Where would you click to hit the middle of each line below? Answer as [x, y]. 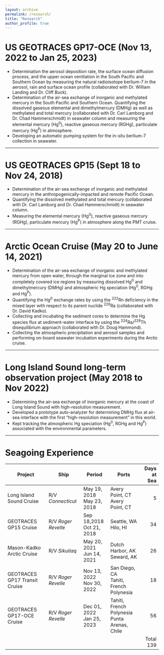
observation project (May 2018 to [74, 377]
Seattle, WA [123, 521]
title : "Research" [24, 19]
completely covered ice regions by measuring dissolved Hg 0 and [77, 281]
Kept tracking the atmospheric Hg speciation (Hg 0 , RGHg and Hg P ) [79, 423]
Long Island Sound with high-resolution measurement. [67, 407]
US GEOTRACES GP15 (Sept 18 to [73, 165]
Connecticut [63, 501]
